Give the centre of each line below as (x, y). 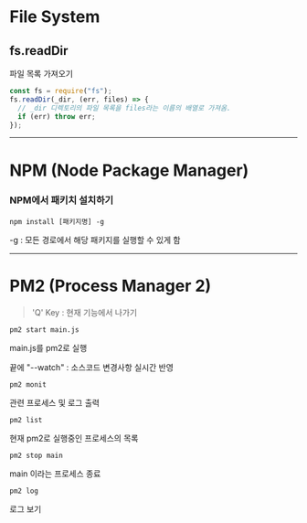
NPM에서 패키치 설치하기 (62, 200)
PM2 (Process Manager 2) (111, 286)
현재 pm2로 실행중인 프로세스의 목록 (74, 438)
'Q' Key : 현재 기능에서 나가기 (85, 312)
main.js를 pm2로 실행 (48, 347)
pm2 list (26, 420)
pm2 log (24, 491)
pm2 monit (28, 384)
